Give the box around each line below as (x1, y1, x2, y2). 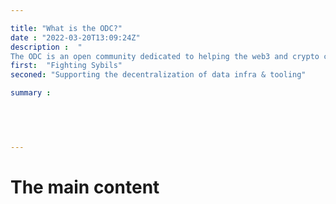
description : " (10, 42, 83, 52)
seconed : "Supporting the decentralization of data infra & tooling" (10, 70, 307, 80)
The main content (10, 176, 160, 198)
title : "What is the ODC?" (10, 23, 123, 33)
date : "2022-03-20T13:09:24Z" (10, 32, 141, 43)
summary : (10, 88, 52, 98)
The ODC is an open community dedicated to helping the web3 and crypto (10, 51, 320, 61)
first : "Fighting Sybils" (10, 61, 123, 71)
